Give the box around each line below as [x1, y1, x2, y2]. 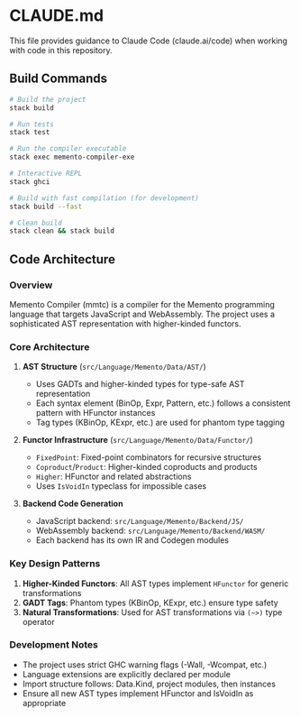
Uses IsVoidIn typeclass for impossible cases [35, 481, 207, 492]
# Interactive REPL [9, 169, 83, 178]
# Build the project [9, 95, 87, 104]
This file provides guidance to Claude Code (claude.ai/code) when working [9, 35, 288, 46]
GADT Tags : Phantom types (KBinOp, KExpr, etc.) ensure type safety [22, 597, 279, 608]
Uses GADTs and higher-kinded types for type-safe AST [35, 379, 245, 390]
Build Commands [9, 71, 108, 87]
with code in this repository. [9, 44, 113, 55]
